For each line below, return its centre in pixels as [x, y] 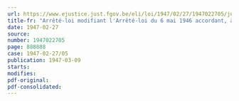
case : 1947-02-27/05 [38, 54]
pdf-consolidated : [34, 87]
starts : [19, 67]
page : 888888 [27, 47]
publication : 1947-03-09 [44, 60]
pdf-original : [28, 80]
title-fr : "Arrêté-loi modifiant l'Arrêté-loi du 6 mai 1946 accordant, [117, 21]
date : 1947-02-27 [33, 27]
